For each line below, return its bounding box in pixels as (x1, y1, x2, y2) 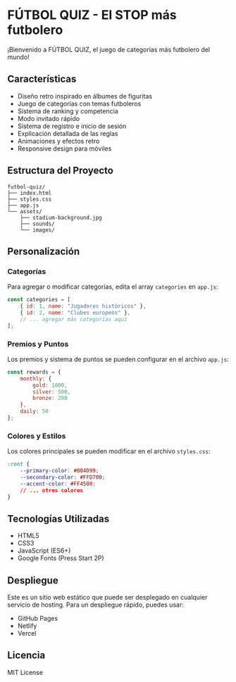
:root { (7, 461, 30, 468)
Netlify (17, 621, 37, 630)
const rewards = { (7, 368, 61, 376)
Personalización (7, 245, 80, 257)
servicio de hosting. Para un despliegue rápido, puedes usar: (7, 600, 185, 609)
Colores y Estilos (7, 431, 66, 441)
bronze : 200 (32, 395, 68, 402)
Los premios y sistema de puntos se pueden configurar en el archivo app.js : (7, 355, 229, 363)
